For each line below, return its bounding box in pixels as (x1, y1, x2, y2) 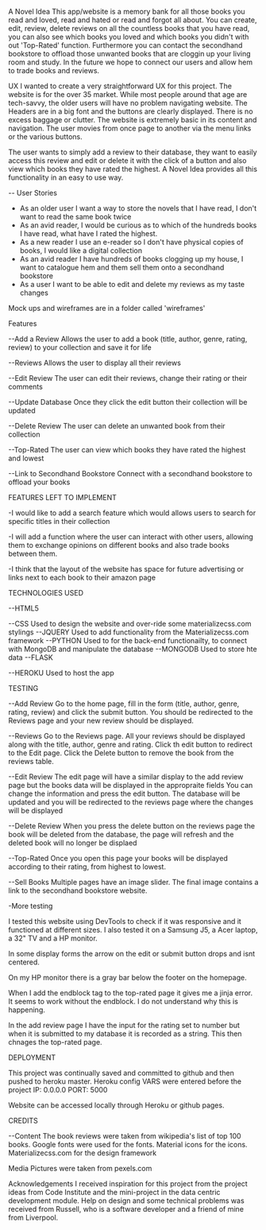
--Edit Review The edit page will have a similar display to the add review (8, 772, 244, 782)
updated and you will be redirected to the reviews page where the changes (8, 797, 254, 806)
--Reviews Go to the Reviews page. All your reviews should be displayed (8, 731, 245, 740)
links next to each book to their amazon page (8, 572, 156, 582)
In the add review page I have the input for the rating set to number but (8, 1021, 241, 1030)
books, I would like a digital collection (19, 246, 143, 255)
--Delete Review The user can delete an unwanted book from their (8, 421, 226, 430)
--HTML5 (8, 603, 40, 613)
